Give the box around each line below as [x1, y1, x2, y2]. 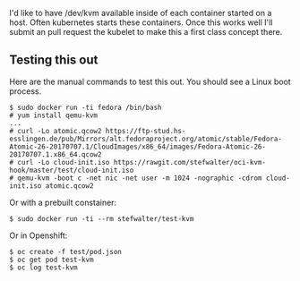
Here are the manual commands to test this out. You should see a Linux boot [9, 76, 291, 87]
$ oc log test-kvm [9, 263, 78, 272]
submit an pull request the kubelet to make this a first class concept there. [9, 27, 283, 37]
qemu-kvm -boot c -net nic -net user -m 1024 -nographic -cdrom [17, 174, 262, 183]
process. [9, 85, 42, 97]
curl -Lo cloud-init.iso [17, 158, 110, 166]
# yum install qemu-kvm [9, 111, 99, 120]
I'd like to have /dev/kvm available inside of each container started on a [9, 8, 272, 18]
